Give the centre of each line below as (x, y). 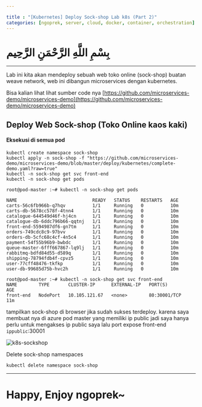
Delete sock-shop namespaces (45, 355)
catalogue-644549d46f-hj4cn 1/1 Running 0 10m (93, 216)
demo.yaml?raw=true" (32, 169)
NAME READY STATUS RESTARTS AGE (93, 200)
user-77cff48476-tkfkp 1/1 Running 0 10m (93, 264)
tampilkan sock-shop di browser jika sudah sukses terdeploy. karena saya (98, 312)
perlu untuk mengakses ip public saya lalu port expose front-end (86, 325)
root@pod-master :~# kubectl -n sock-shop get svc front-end (84, 280)
